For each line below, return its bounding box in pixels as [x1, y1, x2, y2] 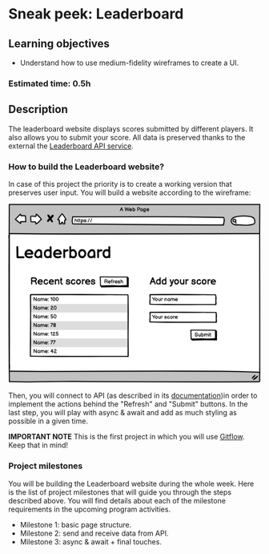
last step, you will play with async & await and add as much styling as [8, 408, 238, 418]
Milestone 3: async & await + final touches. [19, 536, 163, 546]
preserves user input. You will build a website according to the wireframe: [8, 188, 251, 197]
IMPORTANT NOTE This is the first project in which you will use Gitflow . [8, 432, 245, 442]
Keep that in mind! [8, 440, 69, 450]
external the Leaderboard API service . [8, 141, 134, 151]
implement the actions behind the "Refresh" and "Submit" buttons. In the [8, 399, 248, 409]
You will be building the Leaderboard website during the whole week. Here [8, 479, 255, 488]
